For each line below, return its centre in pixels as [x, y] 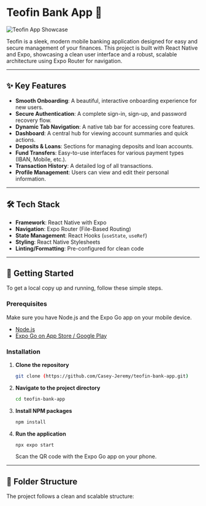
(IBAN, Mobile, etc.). [41, 159]
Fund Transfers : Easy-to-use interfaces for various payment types [99, 153]
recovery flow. [33, 120]
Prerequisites [27, 304]
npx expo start [35, 445]
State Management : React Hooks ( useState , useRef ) [81, 235]
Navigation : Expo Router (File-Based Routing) [73, 228]
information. [30, 179]
